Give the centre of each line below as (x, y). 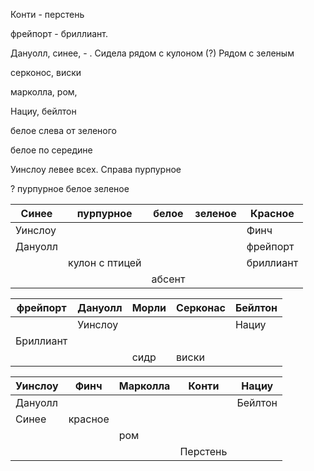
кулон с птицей (104, 262)
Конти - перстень (47, 14)
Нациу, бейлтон (43, 111)
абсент (168, 279)
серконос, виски (46, 72)
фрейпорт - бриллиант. (59, 33)
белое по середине (51, 150)
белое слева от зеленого (63, 130)
